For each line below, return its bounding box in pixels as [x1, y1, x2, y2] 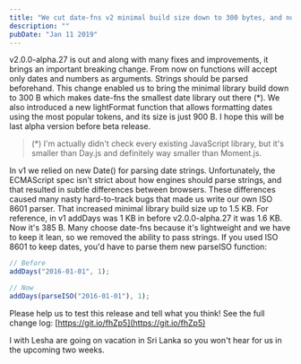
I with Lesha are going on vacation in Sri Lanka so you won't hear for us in [9, 334, 282, 345]
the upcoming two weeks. [9, 344, 105, 355]
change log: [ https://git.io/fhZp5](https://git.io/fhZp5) [9, 317, 206, 328]
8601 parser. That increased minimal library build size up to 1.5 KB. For [9, 204, 269, 214]
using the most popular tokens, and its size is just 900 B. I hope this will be [9, 111, 285, 122]
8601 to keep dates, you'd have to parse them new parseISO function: [9, 241, 267, 252]
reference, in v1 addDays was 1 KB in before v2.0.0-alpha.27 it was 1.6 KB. [9, 212, 283, 224]
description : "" [9, 22, 70, 30]
